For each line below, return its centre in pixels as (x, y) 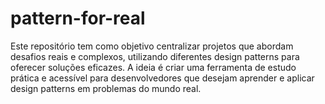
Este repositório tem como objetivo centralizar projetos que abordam (152, 46)
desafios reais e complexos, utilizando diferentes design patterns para (155, 56)
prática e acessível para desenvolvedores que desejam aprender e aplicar (162, 78)
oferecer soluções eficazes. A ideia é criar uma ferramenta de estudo (153, 67)
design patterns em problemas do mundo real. (106, 88)
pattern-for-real (78, 18)
